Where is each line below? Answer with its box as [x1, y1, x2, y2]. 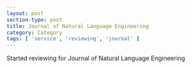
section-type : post [6, 16, 63, 23]
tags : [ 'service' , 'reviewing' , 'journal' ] [6, 36, 140, 42]
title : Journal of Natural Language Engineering [6, 23, 149, 29]
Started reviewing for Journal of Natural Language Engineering [6, 54, 186, 62]
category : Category [6, 29, 63, 36]
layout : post [6, 10, 44, 17]
